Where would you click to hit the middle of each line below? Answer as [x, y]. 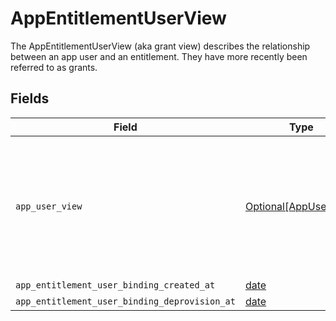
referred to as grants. [54, 67]
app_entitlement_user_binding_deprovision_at [125, 301]
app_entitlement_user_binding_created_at [115, 285]
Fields [30, 98]
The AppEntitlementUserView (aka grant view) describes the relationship [160, 46]
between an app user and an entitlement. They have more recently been [159, 56]
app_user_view [49, 206]
